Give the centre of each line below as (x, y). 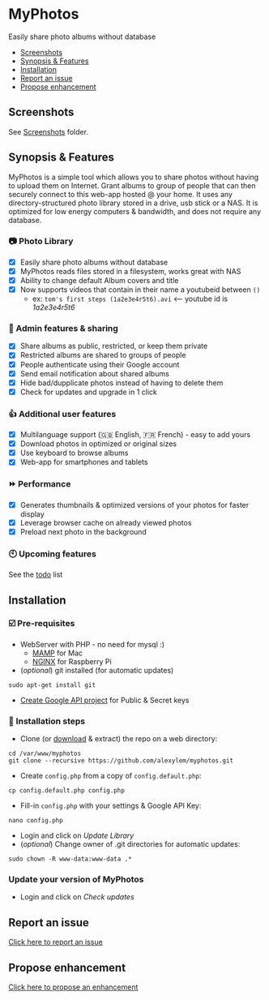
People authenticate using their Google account (100, 364)
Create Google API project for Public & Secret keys (105, 700)
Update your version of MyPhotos (76, 879)
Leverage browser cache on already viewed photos (106, 522)
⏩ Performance (40, 484)
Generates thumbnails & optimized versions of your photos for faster (134, 504)
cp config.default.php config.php (67, 791)
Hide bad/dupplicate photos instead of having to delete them (122, 383)
